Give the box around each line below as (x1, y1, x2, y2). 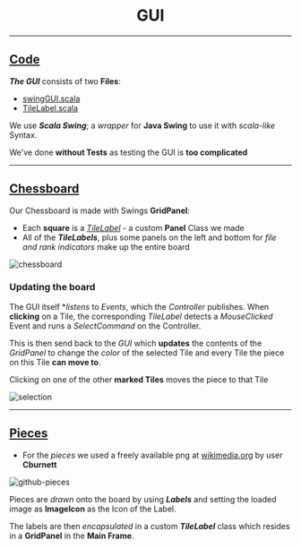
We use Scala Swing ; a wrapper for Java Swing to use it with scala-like (9, 120, 276, 131)
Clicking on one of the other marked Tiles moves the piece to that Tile (9, 373, 269, 385)
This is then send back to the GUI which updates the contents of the (9, 338, 262, 348)
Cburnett (21, 458, 57, 470)
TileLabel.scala (21, 102, 79, 113)
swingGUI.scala (21, 93, 81, 104)
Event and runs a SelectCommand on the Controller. (9, 320, 202, 331)
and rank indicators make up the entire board (21, 241, 190, 252)
